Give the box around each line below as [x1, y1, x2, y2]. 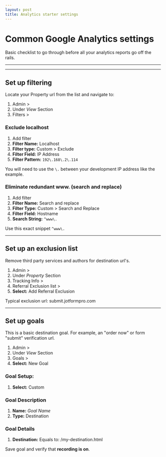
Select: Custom [12, 384, 44, 390]
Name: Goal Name [12, 408, 51, 414]
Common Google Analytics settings [5, 33, 154, 45]
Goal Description [5, 397, 46, 404]
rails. [5, 55, 15, 61]
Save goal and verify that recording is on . [5, 446, 90, 452]
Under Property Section [12, 272, 61, 278]
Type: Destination [12, 413, 49, 419]
